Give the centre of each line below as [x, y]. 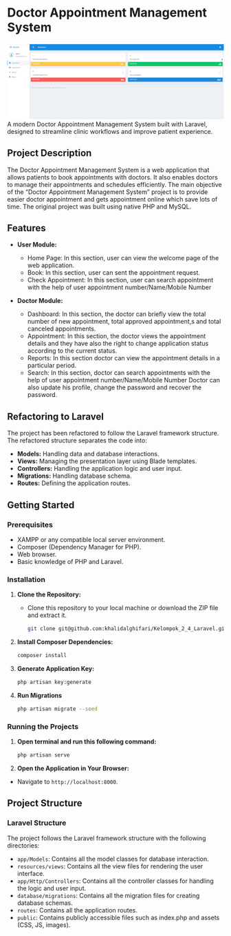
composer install [42, 656]
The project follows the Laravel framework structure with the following [107, 838]
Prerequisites [30, 525]
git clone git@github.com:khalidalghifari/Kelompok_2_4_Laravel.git [128, 629]
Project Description [49, 153]
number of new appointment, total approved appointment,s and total [124, 322]
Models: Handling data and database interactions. [88, 454]
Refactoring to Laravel [56, 417]
